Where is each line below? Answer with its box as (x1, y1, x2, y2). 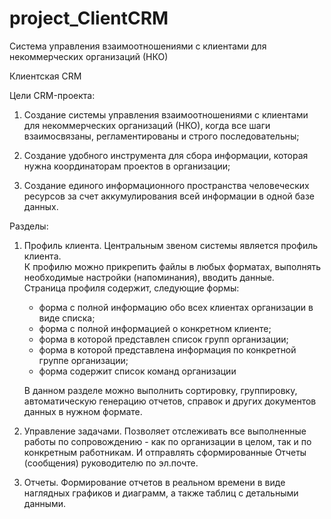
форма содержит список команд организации (38, 365, 237, 377)
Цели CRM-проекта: (9, 89, 96, 101)
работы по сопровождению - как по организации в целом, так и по (23, 435, 312, 447)
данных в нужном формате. (23, 405, 143, 417)
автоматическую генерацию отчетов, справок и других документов (23, 395, 317, 407)
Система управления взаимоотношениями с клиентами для (9, 40, 267, 52)
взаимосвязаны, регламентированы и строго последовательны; (23, 130, 300, 142)
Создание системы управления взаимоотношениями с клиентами (23, 108, 309, 121)
